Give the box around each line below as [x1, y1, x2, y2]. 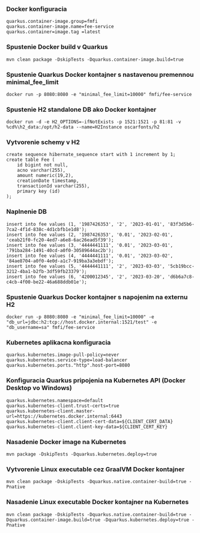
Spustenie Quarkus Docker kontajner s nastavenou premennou [6, 70, 194, 79]
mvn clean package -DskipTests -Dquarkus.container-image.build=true [6, 56, 184, 62]
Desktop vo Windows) [6, 384, 72, 392]
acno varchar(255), [17, 167, 66, 173]
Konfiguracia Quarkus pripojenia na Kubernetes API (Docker [6, 376, 186, 385]
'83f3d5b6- [167, 221, 195, 227]
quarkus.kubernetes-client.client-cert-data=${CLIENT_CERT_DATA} [6, 418, 173, 424]
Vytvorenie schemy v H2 [6, 138, 80, 146]
